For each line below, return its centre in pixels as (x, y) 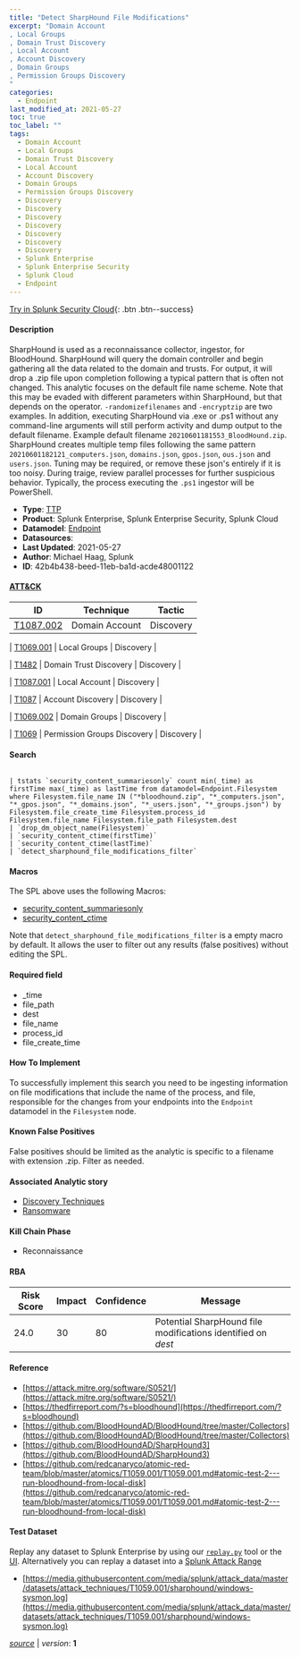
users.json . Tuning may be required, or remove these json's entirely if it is (145, 463)
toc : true (28, 117)
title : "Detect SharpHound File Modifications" (100, 17)
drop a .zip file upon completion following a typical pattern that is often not (146, 377)
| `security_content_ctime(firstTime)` (83, 836)
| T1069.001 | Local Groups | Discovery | (83, 647)
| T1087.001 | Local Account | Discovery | (84, 682)
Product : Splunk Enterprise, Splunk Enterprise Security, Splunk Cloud (150, 519)
